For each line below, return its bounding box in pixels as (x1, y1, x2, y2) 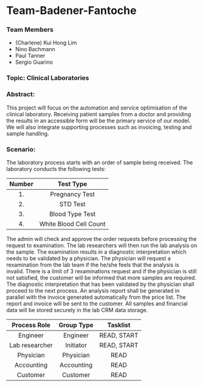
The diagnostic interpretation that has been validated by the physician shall (6, 281, 194, 288)
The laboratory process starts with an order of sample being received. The (6, 159, 193, 166)
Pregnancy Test (50, 190, 95, 198)
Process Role (12, 321, 50, 329)
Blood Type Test (49, 210, 96, 218)
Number (9, 180, 33, 188)
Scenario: (6, 145, 36, 153)
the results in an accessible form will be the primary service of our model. (6, 117, 191, 124)
